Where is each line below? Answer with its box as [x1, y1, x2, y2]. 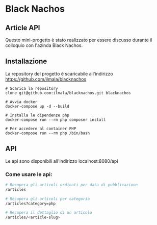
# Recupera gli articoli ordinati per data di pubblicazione [5, 182, 138, 187]
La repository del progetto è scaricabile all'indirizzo [5, 70, 113, 77]
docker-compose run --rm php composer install [5, 117, 106, 122]
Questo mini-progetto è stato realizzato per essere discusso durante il [5, 37, 152, 43]
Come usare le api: [5, 170, 53, 178]
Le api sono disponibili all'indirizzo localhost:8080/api [5, 158, 118, 164]
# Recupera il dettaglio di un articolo [5, 210, 93, 215]
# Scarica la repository [5, 86, 58, 91]
